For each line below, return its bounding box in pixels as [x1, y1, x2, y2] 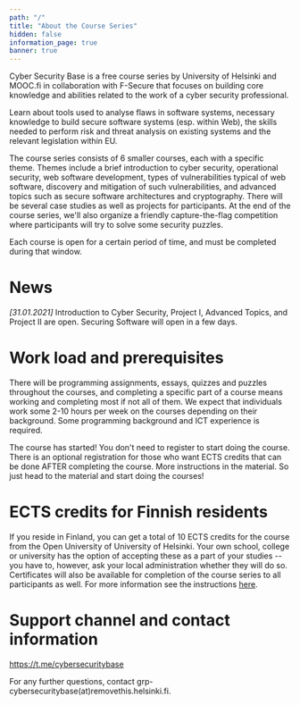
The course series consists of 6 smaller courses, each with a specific [9, 153, 264, 164]
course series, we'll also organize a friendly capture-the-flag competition [9, 210, 279, 221]
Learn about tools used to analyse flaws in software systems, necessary [9, 107, 275, 118]
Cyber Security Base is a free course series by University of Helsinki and [9, 71, 277, 81]
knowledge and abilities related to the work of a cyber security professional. [9, 90, 289, 101]
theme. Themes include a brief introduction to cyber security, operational [9, 163, 279, 173]
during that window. [9, 247, 82, 257]
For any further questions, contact [9, 676, 136, 686]
